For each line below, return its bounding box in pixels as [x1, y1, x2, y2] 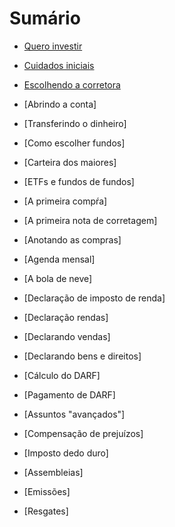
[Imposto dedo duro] [23, 447, 109, 459]
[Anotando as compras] [23, 233, 122, 246]
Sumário [9, 7, 81, 30]
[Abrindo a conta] [23, 98, 97, 110]
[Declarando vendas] [23, 330, 111, 342]
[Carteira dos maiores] [23, 156, 117, 168]
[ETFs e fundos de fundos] [23, 175, 135, 187]
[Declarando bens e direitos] [23, 350, 142, 362]
